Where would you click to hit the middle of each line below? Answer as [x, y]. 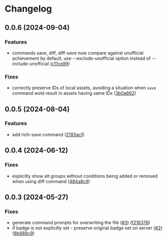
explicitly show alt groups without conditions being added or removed [85, 176]
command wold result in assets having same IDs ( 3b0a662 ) [74, 93]
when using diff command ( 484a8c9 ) [51, 181]
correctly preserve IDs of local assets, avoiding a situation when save [84, 88]
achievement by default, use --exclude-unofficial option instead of [81, 58]
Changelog [28, 9]
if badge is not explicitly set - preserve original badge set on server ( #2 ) [87, 228]
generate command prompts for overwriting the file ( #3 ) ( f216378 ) [81, 223]
